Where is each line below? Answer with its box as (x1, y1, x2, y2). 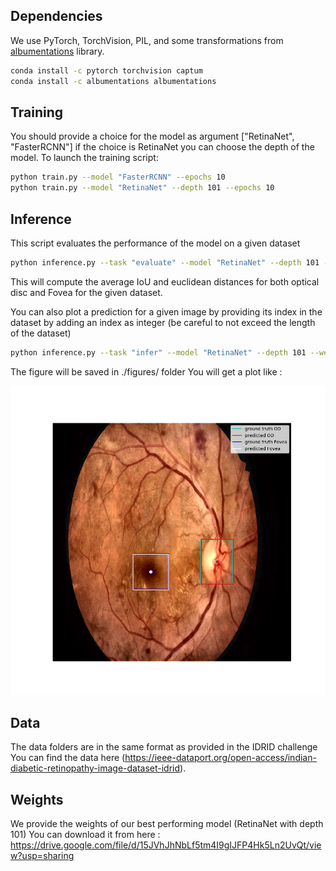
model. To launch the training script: (10, 152, 159, 164)
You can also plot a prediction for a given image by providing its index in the (10, 305, 323, 318)
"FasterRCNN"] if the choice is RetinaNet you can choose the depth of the (10, 141, 315, 153)
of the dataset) (10, 327, 72, 339)
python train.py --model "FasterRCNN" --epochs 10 (10, 172, 226, 183)
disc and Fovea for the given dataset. (10, 286, 163, 298)
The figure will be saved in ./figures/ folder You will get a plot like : (10, 365, 283, 378)
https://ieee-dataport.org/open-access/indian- (124, 752, 317, 764)
